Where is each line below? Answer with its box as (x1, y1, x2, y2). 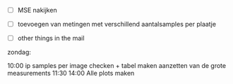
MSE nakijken (17, 6, 58, 14)
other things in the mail (17, 34, 85, 43)
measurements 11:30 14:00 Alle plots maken (7, 69, 135, 78)
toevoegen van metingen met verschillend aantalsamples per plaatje (17, 20, 217, 29)
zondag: (7, 48, 32, 57)
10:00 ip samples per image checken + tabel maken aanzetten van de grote (7, 62, 227, 70)
